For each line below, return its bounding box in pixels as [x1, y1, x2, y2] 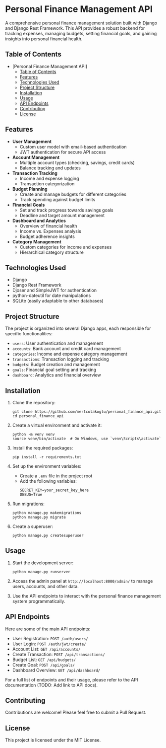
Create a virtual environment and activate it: [12, 422, 102, 428]
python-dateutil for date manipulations [12, 293, 91, 299]
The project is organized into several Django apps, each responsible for [5, 325, 151, 331]
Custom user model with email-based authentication [19, 144, 127, 150]
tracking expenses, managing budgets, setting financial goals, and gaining [5, 30, 157, 36]
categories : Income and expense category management [12, 351, 127, 357]
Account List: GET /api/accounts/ [12, 646, 81, 652]
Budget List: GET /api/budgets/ [12, 657, 76, 663]
